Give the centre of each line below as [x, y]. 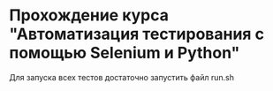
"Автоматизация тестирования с [137, 34]
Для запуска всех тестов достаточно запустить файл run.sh [121, 77]
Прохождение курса [89, 15]
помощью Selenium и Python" [125, 53]
